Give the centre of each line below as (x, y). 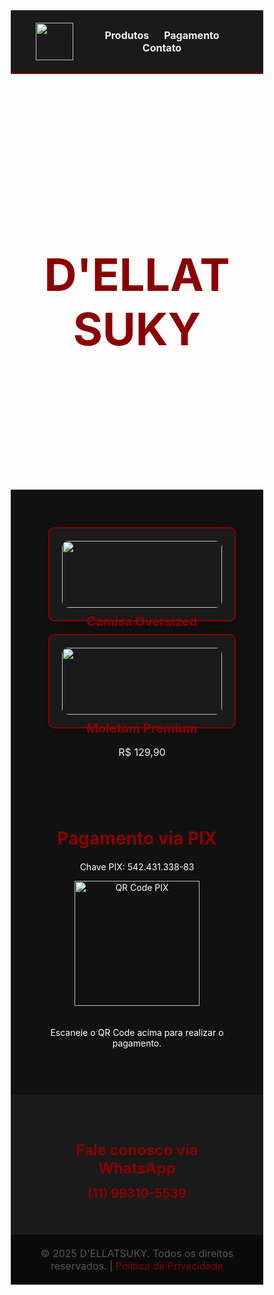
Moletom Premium (142, 728)
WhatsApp (136, 1168)
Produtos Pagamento (162, 35)
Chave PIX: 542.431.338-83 (137, 866)
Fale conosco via (137, 1149)
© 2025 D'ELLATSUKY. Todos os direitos (137, 1253)
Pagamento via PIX (137, 838)
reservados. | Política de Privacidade (137, 1266)
